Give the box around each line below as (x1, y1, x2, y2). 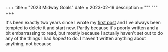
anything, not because (5, 41, 52, 47)
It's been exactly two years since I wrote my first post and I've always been (5, 20, 161, 25)
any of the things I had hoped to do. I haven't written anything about (5, 35, 146, 41)
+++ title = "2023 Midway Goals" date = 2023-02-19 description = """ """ (5, 5, 158, 10)
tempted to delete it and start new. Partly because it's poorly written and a (5, 25, 159, 31)
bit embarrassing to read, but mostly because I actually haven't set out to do (5, 30, 163, 36)
